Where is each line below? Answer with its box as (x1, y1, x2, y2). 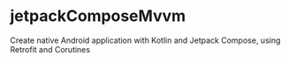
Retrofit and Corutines (10, 44, 91, 54)
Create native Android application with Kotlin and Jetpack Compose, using (10, 35, 281, 45)
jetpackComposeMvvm (10, 6, 186, 26)
